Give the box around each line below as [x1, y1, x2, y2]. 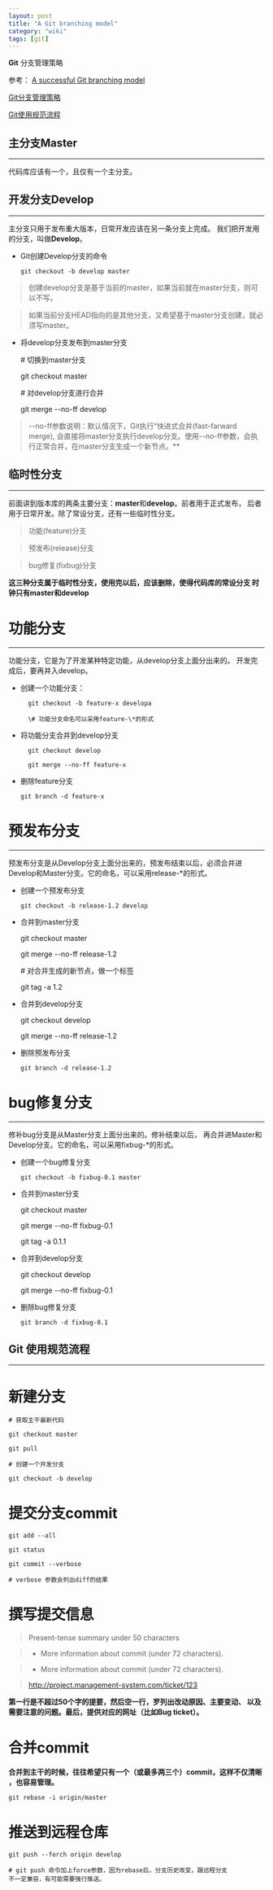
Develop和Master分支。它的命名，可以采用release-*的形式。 [8, 868, 212, 877]
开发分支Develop [8, 193, 94, 207]
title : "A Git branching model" [8, 20, 118, 28]
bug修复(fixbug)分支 [28, 560, 97, 570]
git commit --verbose [8, 1560, 82, 1568]
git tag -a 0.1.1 [19, 1236, 67, 1246]
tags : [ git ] [8, 34, 49, 43]
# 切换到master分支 [19, 355, 86, 365]
